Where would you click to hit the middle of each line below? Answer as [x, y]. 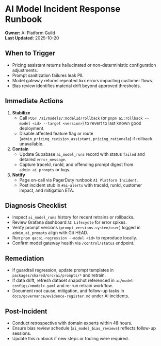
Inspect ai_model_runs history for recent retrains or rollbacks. [73, 217]
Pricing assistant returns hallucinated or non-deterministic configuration [84, 65]
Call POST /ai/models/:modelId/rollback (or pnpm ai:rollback [81, 118]
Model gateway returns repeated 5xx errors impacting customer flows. [83, 80]
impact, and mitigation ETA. [47, 190]
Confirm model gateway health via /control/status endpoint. [73, 243]
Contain [20, 149]
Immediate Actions [34, 101]
